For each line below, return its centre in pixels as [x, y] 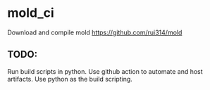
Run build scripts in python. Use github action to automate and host [105, 71]
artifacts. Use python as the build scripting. [70, 79]
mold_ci [31, 13]
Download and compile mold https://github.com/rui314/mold [95, 32]
